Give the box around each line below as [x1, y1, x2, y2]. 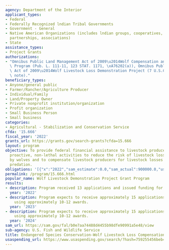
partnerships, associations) [10, 36, 71, 41]
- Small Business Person [5, 110, 57, 116]
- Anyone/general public [5, 82, 57, 87]
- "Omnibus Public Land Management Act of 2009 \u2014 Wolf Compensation [5, 59, 158, 64]
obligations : [5, 167, 33, 172]
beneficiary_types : [5, 78, 46, 83]
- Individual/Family [5, 92, 49, 97]
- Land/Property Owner [5, 96, 53, 101]
